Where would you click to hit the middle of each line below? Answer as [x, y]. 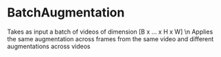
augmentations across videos [49, 46]
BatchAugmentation [66, 13]
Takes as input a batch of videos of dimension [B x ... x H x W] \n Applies [110, 32]
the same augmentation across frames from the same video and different [110, 38]
